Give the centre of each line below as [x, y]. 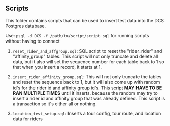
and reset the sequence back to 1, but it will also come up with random [86, 82]
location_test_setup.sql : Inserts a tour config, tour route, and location [87, 113]
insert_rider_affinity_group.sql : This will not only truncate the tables [87, 77]
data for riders [28, 119]
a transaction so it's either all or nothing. [55, 104]
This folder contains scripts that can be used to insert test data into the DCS [84, 20]
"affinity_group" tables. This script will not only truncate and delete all [85, 56]
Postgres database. [26, 26]
